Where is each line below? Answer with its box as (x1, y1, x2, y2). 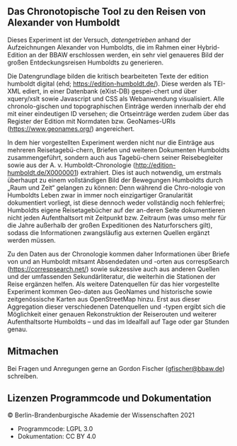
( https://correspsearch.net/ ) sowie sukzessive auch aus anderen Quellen (7, 265, 220, 273)
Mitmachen (7, 345, 59, 358)
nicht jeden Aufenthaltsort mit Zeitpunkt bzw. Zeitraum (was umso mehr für (7, 213, 226, 222)
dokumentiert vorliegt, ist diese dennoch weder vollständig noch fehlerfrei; (7, 198, 225, 207)
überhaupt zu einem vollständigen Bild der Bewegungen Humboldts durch (7, 176, 223, 184)
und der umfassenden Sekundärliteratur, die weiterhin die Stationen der (7, 272, 216, 280)
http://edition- (135, 161, 176, 169)
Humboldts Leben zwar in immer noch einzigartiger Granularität (7, 190, 193, 199)
